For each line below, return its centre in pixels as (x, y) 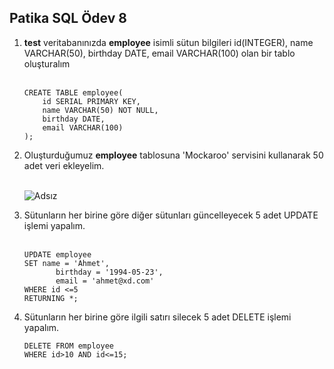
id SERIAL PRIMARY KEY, (91, 101)
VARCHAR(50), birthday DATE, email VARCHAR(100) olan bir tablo (159, 53)
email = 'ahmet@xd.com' (105, 281)
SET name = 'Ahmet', (66, 263)
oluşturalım (47, 63)
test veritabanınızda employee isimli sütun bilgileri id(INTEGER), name (168, 42)
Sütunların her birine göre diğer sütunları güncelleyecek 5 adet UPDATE (171, 215)
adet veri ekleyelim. (64, 165)
